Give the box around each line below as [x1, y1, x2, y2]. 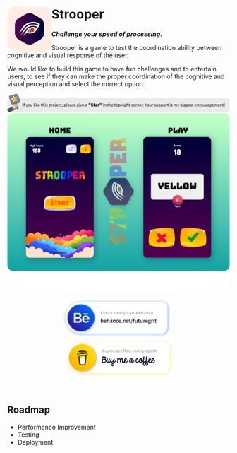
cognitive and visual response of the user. [7, 51, 129, 59]
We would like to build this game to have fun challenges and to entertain [7, 64, 217, 73]
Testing [17, 430, 40, 439]
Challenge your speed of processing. [51, 30, 163, 38]
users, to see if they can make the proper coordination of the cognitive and [7, 72, 225, 81]
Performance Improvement [17, 423, 97, 431]
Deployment [17, 437, 54, 446]
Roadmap [7, 404, 51, 416]
